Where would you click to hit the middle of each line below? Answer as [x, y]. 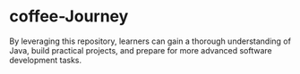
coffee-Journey [69, 16]
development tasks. [46, 60]
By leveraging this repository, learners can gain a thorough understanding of [150, 41]
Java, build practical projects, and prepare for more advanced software [141, 50]
